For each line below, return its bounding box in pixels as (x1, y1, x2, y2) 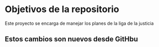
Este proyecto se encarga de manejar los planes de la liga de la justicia (5, 20, 154, 26)
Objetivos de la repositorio (5, 4, 120, 15)
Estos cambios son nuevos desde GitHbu (5, 35, 139, 43)
